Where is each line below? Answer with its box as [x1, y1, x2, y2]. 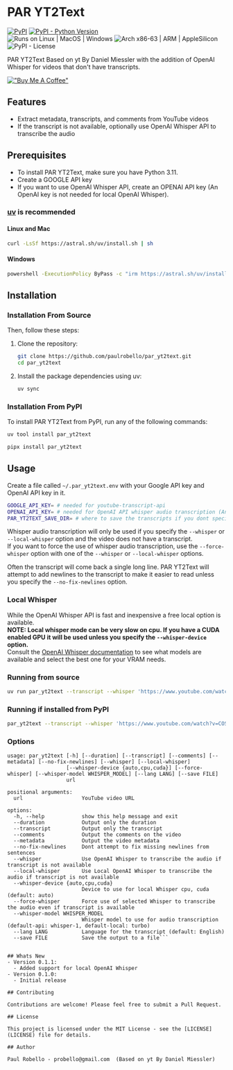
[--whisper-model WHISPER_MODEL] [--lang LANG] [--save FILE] [35, 771, 218, 778]
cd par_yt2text [17, 359, 62, 366]
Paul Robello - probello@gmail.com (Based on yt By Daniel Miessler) [7, 1056, 216, 1063]
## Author [7, 1044, 36, 1051]
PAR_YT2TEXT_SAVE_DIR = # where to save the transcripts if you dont [7, 515, 209, 522]
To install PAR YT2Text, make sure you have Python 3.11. [17, 168, 178, 176]
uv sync [17, 386, 40, 393]
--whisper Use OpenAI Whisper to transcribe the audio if [13, 856, 222, 863]
